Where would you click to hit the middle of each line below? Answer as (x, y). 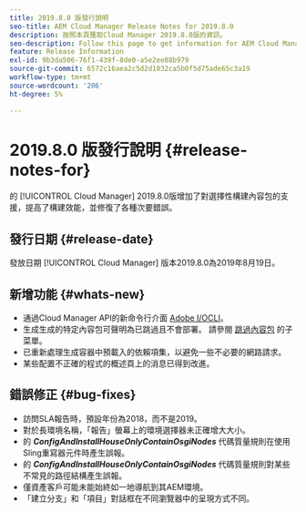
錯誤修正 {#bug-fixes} (73, 395)
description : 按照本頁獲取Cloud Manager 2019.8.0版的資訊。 (118, 35)
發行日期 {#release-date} (82, 239)
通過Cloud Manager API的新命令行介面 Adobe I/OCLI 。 (126, 318)
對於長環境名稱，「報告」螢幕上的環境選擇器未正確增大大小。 (136, 430)
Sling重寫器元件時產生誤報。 (76, 453)
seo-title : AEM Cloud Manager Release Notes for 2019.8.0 (122, 26)
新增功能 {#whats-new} (77, 294)
